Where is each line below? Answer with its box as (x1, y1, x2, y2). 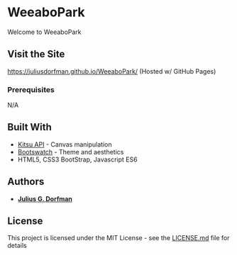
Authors (7, 176, 45, 188)
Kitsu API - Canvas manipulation (17, 140, 112, 149)
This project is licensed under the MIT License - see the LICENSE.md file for (7, 234, 230, 242)
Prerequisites (7, 84, 55, 94)
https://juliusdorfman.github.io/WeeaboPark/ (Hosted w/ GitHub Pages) (7, 67, 216, 75)
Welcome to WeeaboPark (7, 28, 82, 36)
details (7, 242, 27, 250)
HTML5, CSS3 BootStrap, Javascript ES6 (17, 155, 138, 164)
